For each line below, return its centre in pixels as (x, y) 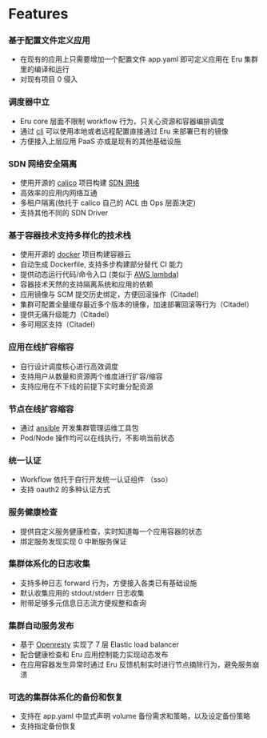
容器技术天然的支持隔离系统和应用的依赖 (86, 284)
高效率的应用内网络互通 (58, 193)
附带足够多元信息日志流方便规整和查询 (83, 603)
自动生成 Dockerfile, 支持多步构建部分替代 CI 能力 (102, 264)
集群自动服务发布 (41, 625)
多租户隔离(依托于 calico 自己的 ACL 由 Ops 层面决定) (108, 203)
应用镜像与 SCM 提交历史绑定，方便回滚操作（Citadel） (112, 295)
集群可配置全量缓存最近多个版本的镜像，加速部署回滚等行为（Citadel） (137, 304)
